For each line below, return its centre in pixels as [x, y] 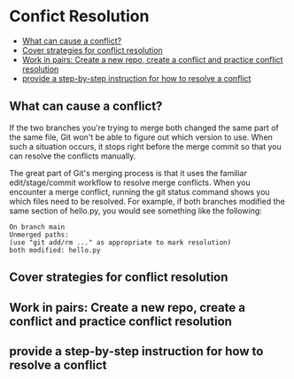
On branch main [37, 227]
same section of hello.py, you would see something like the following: [136, 211]
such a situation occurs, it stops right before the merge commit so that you [145, 146]
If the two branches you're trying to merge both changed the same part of [144, 128]
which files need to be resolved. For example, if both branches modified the [147, 201]
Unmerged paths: [39, 235]
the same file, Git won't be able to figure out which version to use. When [141, 137]
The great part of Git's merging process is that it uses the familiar [128, 173]
